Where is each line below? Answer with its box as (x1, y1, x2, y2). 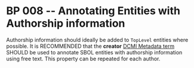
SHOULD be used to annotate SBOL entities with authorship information (6, 48, 183, 56)
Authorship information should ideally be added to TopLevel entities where (6, 36, 189, 43)
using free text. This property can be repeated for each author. (6, 55, 161, 62)
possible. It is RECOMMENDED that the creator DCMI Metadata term (6, 43, 175, 50)
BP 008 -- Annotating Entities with (6, 4, 181, 18)
